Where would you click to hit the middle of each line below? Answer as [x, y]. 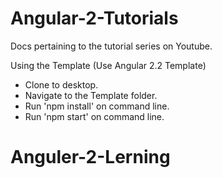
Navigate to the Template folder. [91, 95]
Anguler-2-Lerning [90, 157]
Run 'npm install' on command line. [97, 106]
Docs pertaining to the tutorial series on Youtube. [111, 46]
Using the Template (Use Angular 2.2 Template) [108, 65]
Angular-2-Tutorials [94, 18]
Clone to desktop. [61, 84]
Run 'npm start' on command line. [94, 116]
